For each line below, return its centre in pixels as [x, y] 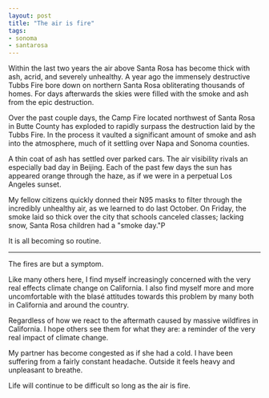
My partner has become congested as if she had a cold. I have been [121, 353]
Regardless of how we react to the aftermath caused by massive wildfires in [133, 320]
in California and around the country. [69, 305]
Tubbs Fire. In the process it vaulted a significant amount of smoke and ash [132, 135]
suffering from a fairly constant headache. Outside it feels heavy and [122, 362]
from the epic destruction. [51, 103]
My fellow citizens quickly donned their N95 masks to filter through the [125, 200]
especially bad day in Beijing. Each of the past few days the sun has [120, 167]
